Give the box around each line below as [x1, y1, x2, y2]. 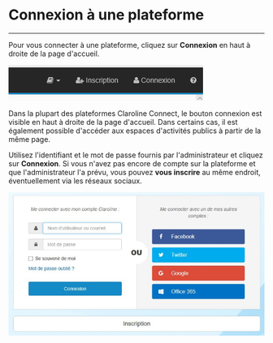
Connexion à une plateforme [8, 6, 205, 24]
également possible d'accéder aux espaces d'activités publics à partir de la [8, 126, 262, 135]
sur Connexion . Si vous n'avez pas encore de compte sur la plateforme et [8, 158, 256, 168]
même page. [8, 134, 51, 144]
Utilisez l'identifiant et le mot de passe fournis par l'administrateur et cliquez [8, 150, 264, 160]
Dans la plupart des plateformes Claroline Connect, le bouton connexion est [8, 108, 262, 118]
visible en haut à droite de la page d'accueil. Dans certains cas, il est [8, 117, 238, 126]
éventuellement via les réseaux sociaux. [8, 176, 142, 186]
